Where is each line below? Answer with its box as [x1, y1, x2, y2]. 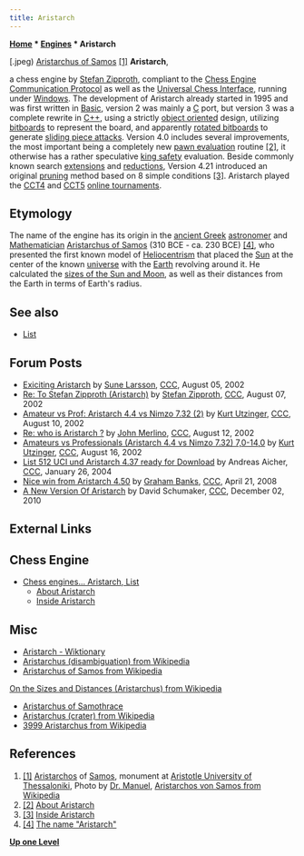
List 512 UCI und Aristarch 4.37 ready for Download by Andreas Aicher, [22, 456, 289, 468]
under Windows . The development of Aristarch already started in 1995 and [9, 93, 289, 104]
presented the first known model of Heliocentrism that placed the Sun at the [9, 249, 294, 260]
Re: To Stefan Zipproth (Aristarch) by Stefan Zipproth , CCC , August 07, [22, 389, 287, 400]
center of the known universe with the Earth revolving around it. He [9, 259, 260, 270]
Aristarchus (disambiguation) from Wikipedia [22, 656, 191, 667]
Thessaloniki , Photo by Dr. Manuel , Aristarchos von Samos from [22, 780, 261, 791]
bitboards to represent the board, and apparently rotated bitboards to [9, 122, 269, 133]
